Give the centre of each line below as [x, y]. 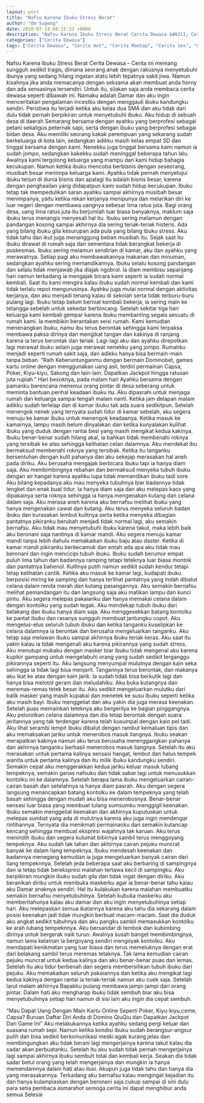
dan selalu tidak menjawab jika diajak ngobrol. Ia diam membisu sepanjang [100, 269]
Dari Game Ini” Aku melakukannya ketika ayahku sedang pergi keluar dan [98, 1023]
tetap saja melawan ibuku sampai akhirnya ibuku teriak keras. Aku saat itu [99, 637]
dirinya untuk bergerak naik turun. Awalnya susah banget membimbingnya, [100, 934]
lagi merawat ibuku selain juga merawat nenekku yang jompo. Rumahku [96, 347]
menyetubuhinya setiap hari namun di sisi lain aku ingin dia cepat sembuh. [99, 999]
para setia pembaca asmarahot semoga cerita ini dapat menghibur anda [97, 1088]
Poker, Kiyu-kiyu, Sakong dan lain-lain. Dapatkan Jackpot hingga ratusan [97, 373]
